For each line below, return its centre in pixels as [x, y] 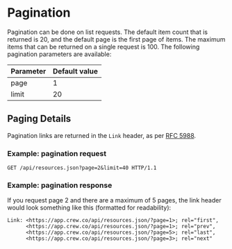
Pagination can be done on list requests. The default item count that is [108, 32]
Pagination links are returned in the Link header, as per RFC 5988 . [102, 135]
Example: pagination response [60, 185]
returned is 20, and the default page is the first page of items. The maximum [116, 39]
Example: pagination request [57, 153]
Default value [75, 71]
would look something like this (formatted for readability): [89, 208]
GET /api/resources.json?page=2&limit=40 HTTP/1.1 [82, 168]
